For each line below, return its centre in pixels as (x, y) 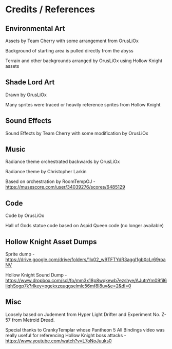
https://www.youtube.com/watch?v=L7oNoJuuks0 (59, 341)
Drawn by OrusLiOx (26, 95)
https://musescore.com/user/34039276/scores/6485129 (65, 187)
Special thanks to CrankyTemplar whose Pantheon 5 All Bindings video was (85, 329)
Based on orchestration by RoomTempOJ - (51, 181)
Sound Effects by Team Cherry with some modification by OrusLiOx (77, 133)
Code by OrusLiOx (25, 216)
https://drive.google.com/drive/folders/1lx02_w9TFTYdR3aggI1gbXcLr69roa (85, 260)
